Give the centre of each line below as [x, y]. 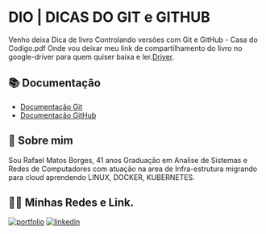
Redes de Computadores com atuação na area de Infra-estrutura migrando [133, 169]
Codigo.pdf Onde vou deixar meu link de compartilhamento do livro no [125, 48]
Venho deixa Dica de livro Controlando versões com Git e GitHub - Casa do [133, 40]
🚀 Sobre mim [41, 141]
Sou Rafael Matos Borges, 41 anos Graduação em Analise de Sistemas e [128, 160]
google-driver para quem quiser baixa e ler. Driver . [91, 56]
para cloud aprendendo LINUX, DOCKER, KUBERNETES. [102, 177]
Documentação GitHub [58, 115]
